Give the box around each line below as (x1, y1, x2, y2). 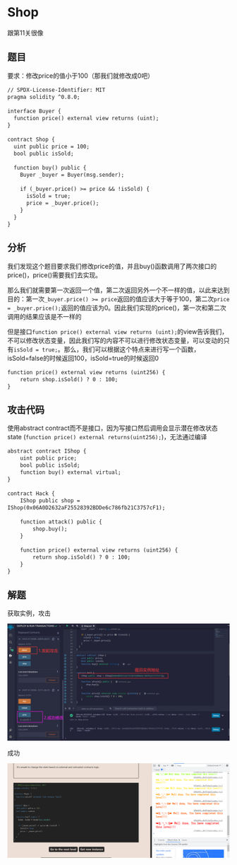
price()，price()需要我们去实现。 (7, 270, 102, 279)
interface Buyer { (7, 108, 61, 115)
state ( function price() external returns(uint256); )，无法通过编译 (7, 433, 207, 441)
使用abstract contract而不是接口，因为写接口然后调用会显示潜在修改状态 (7, 424, 219, 432)
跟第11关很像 (7, 28, 44, 37)
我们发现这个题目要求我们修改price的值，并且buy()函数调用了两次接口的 (7, 262, 217, 270)
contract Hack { (7, 490, 55, 497)
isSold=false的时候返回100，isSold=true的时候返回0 (7, 354, 159, 362)
